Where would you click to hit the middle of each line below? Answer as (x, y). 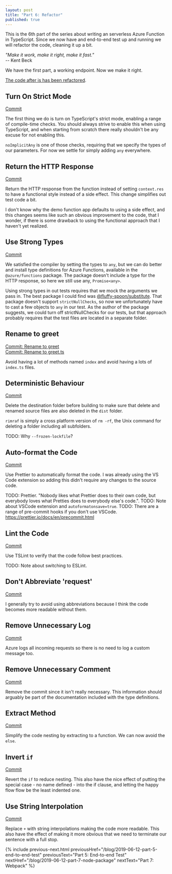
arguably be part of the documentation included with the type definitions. (82, 697)
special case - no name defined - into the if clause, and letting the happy (82, 785)
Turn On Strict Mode (38, 96)
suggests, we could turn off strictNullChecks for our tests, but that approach (86, 312)
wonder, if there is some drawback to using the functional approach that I (83, 220)
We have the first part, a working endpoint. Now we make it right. (74, 70)
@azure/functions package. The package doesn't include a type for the (80, 275)
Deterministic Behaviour (45, 383)
